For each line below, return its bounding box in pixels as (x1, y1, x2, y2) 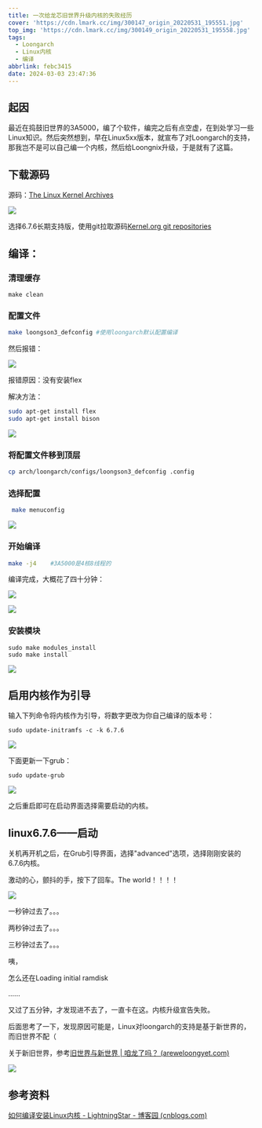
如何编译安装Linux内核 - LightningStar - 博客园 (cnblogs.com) (8, 1111, 208, 1120)
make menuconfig (11, 506, 65, 514)
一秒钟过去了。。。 (8, 907, 64, 916)
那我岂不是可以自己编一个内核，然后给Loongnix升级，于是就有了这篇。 (8, 143, 238, 152)
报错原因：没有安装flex (8, 375, 82, 385)
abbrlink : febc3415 (8, 63, 72, 71)
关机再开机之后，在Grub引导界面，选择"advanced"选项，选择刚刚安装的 (8, 849, 242, 858)
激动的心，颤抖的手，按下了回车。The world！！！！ (8, 875, 179, 885)
